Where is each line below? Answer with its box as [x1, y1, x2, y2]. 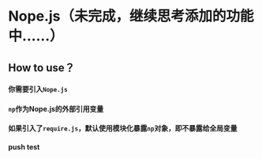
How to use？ [8, 61, 75, 74]
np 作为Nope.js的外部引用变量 [8, 104, 104, 113]
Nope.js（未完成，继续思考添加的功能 [8, 7, 254, 25]
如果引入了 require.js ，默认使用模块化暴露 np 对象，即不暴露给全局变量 [8, 123, 238, 133]
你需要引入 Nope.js [8, 85, 69, 94]
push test [8, 142, 40, 151]
